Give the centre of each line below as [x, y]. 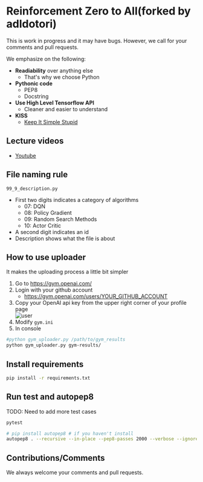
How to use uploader [46, 257]
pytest [14, 422]
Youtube [25, 155]
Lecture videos [35, 141]
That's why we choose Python [62, 77]
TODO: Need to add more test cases [51, 411]
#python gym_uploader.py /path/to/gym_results [66, 340]
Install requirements [45, 364]
